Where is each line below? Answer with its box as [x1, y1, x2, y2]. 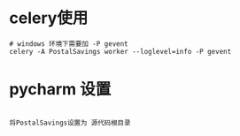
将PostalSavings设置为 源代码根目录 [9, 118, 131, 127]
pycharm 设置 [9, 79, 112, 100]
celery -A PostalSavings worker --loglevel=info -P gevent [9, 47, 232, 56]
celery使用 [9, 8, 89, 28]
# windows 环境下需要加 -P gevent [9, 39, 128, 49]
